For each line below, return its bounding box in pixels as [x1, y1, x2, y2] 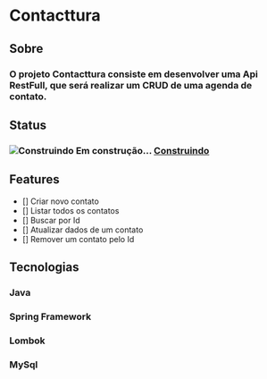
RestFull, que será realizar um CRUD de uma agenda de [9, 79, 253, 91]
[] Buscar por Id [21, 215, 80, 225]
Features [9, 172, 60, 188]
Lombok [9, 334, 46, 347]
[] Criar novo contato [21, 196, 100, 206]
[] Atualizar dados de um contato [21, 224, 144, 235]
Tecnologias [9, 260, 79, 275]
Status [9, 117, 47, 132]
